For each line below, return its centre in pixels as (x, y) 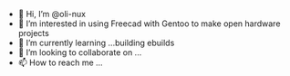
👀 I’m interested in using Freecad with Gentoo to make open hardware (149, 24)
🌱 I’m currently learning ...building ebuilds (96, 43)
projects (34, 33)
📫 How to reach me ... (60, 62)
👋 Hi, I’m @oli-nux (52, 14)
